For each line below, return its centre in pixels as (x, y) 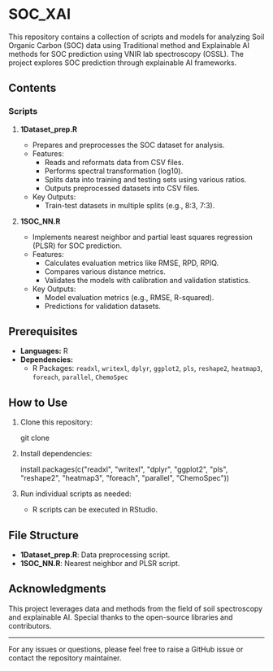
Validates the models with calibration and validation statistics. (147, 280)
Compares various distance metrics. (105, 271)
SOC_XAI (40, 14)
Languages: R (44, 351)
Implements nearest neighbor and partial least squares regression (143, 237)
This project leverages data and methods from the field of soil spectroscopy (135, 608)
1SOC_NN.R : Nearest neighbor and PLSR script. (100, 564)
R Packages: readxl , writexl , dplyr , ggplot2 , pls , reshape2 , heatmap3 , (147, 368)
